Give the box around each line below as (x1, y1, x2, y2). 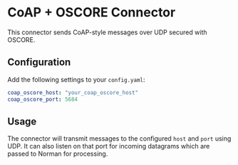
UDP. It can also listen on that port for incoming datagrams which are (7, 142, 210, 151)
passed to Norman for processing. (7, 149, 108, 158)
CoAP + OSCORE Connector (7, 4, 176, 21)
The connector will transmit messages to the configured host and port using (7, 134, 232, 143)
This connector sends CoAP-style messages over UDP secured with (7, 28, 207, 36)
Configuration (7, 56, 71, 69)
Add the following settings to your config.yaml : (7, 75, 145, 84)
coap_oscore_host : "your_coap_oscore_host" (7, 89, 139, 96)
